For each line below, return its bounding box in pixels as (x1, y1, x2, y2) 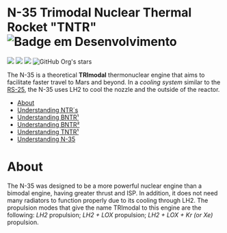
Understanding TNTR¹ (16, 127, 79, 136)
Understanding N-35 (16, 135, 76, 143)
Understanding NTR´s (16, 106, 79, 114)
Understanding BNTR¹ (16, 113, 79, 121)
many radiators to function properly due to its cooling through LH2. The (7, 196, 209, 204)
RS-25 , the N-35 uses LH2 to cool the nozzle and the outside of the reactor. (7, 85, 220, 93)
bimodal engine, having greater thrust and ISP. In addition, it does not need (7, 188, 218, 197)
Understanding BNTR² (16, 120, 80, 128)
